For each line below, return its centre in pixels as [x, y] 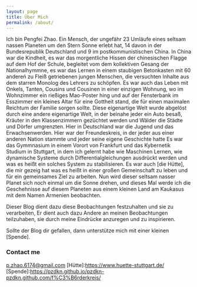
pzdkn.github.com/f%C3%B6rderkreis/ [54, 278]
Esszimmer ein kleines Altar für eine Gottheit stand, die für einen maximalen [98, 102]
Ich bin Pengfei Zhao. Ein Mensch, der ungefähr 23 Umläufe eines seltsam [96, 39]
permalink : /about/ [30, 22]
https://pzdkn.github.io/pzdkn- [67, 271]
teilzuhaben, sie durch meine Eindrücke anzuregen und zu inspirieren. [91, 219]
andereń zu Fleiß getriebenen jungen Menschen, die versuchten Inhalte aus [98, 76]
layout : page [22, 11]
